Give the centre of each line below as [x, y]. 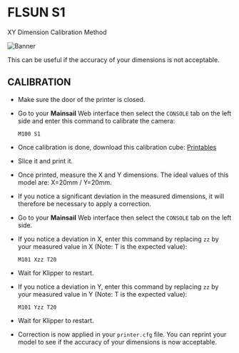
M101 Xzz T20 [37, 260]
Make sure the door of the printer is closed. [81, 99]
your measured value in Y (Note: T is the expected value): [102, 294]
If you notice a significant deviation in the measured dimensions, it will [121, 196]
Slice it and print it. [45, 160]
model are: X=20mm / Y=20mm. [65, 182]
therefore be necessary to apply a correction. [85, 203]
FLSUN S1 [36, 12]
